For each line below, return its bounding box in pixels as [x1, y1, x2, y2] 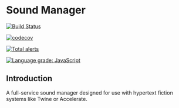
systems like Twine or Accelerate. [6, 95, 88, 102]
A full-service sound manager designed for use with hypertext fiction [6, 89, 173, 96]
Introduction [6, 74, 53, 83]
